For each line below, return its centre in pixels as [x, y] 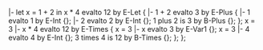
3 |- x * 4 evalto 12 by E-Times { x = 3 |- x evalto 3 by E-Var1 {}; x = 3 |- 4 [129, 29]
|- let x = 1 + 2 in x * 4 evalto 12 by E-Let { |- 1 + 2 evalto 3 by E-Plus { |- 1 [129, 12]
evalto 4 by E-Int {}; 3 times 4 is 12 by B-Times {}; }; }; [97, 37]
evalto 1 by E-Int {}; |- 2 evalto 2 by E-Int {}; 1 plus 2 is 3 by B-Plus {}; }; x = [132, 21]
